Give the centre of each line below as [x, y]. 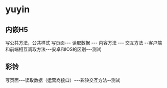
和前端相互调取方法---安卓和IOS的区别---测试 [53, 49]
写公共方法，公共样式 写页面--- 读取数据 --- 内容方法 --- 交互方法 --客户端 [84, 43]
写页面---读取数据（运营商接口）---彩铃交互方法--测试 [63, 80]
